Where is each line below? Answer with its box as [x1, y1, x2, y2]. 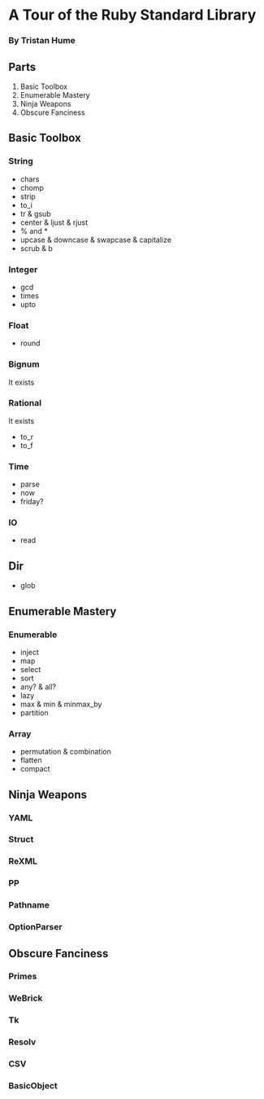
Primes [8, 971, 37, 983]
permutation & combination [19, 747, 111, 757]
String [8, 156, 34, 167]
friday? [19, 497, 45, 507]
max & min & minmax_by [19, 699, 102, 709]
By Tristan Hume [8, 35, 76, 46]
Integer [8, 263, 38, 275]
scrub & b [19, 243, 53, 253]
